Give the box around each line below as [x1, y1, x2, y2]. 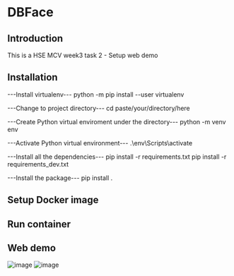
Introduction [7, 32, 64, 44]
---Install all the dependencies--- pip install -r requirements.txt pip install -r [7, 152, 227, 161]
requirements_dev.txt [7, 160, 69, 168]
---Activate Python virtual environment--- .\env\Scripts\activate [7, 138, 193, 147]
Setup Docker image [7, 194, 99, 206]
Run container [7, 218, 71, 230]
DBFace [7, 4, 54, 20]
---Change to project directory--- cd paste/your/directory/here [7, 104, 191, 112]
